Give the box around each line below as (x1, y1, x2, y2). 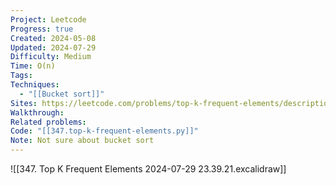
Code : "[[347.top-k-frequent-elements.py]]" (10, 126, 199, 136)
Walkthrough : (10, 107, 65, 118)
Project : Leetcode (10, 14, 87, 25)
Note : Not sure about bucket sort (10, 136, 155, 146)
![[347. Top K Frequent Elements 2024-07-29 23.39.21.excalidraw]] (10, 163, 287, 175)
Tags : (10, 71, 33, 81)
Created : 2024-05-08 (10, 33, 97, 43)
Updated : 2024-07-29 (10, 42, 97, 53)
